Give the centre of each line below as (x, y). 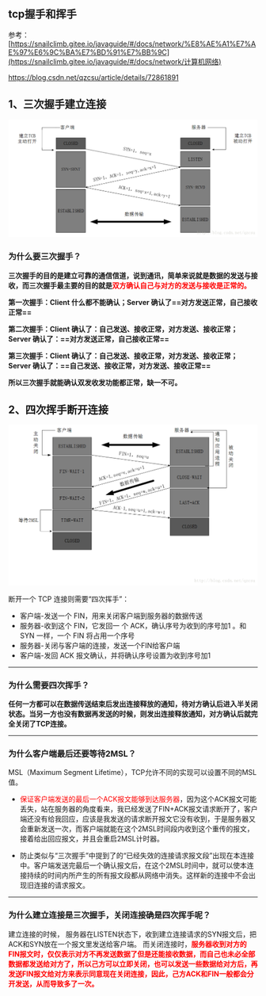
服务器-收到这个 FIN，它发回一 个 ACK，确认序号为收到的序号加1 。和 (133, 625)
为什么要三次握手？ (45, 257)
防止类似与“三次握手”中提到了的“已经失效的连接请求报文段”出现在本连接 (137, 856)
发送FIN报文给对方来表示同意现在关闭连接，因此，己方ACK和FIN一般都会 (127, 974)
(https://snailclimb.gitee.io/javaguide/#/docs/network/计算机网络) (115, 61)
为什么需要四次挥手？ (49, 685)
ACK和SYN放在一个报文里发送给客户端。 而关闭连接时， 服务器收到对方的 (127, 944)
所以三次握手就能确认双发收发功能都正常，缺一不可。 (95, 382)
